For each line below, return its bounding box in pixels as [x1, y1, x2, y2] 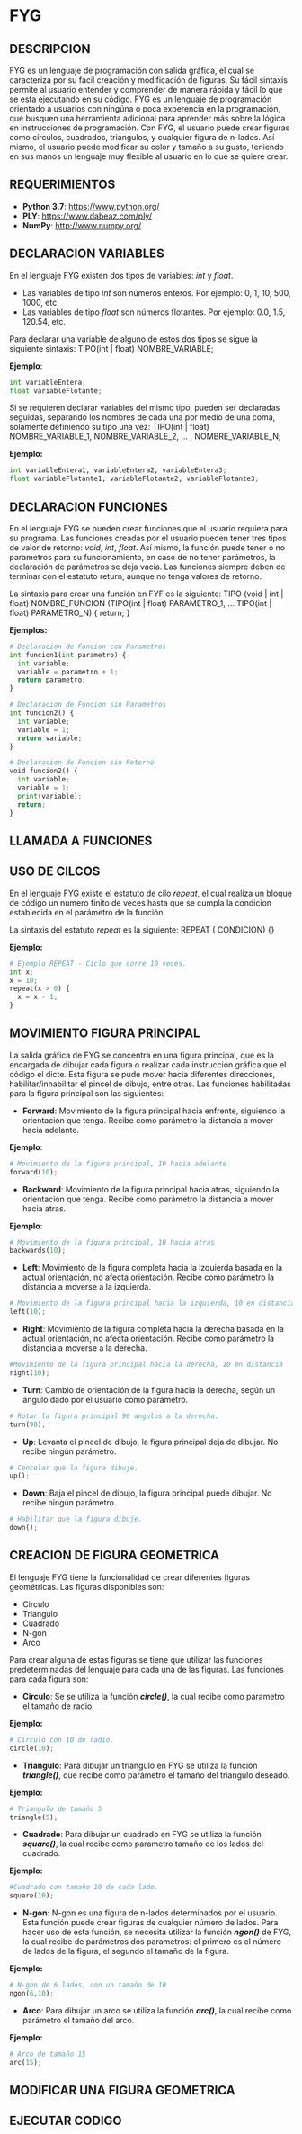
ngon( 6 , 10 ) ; [9, 1989, 54, 1998]
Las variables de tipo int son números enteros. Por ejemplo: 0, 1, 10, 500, [22, 287, 291, 298]
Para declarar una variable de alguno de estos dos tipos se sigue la [9, 334, 258, 344]
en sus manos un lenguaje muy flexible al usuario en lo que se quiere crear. [9, 151, 289, 162]
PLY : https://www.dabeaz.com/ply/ [22, 210, 153, 221]
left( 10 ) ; [9, 1308, 47, 1317]
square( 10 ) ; [9, 1891, 54, 1900]
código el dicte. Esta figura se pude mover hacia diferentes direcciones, [9, 1068, 276, 1079]
